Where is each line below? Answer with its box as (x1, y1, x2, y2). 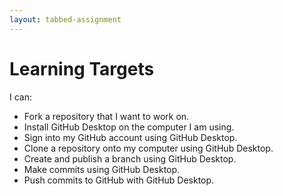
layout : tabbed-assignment (9, 14, 122, 25)
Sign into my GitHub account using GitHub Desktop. (23, 131, 238, 143)
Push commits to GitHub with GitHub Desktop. (23, 174, 215, 186)
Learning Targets (9, 57, 155, 80)
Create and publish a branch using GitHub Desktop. (23, 152, 237, 165)
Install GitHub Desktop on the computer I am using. (23, 121, 235, 133)
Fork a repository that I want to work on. (23, 110, 190, 122)
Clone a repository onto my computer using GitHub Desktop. (23, 142, 274, 154)
